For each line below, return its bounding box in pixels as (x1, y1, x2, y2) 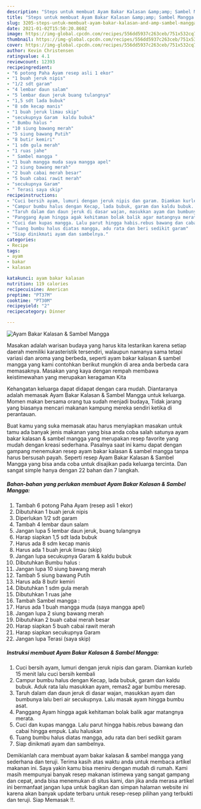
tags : (7, 248, 20, 254)
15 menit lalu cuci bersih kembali (15, 670, 95, 677)
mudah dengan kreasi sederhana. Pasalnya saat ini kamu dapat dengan (7, 441, 183, 448)
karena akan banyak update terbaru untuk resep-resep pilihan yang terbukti (7, 790, 193, 797)
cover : (7, 42, 23, 48)
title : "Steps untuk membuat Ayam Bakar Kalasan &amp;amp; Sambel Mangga (7, 14, 194, 20)
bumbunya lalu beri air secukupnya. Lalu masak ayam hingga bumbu (15, 695, 184, 703)
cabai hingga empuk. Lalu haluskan (15, 727, 103, 734)
